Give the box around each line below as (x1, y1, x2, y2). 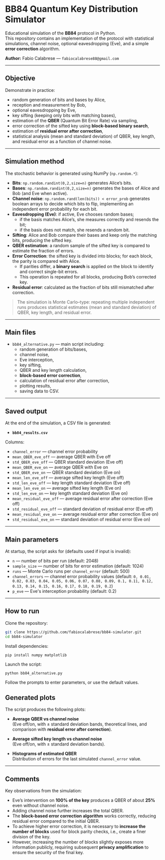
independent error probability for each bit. (12, 206, 98, 212)
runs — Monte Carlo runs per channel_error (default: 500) (12, 568, 130, 574)
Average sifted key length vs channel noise (12, 736, 102, 742)
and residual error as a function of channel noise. (12, 139, 112, 144)
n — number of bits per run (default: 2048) (12, 558, 99, 563)
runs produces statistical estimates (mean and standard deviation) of (17, 304, 157, 310)
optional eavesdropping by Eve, (12, 107, 77, 113)
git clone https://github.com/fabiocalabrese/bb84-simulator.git (5, 630, 141, 635)
